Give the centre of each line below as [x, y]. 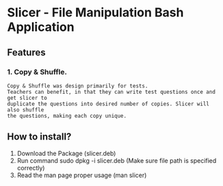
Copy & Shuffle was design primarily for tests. [78, 86]
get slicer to [27, 98]
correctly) [31, 168]
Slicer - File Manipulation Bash [95, 13]
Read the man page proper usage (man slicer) [82, 175]
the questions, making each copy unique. [67, 116]
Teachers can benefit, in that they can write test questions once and [111, 92]
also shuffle [26, 110]
